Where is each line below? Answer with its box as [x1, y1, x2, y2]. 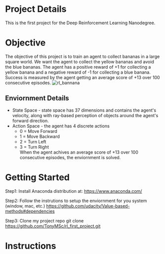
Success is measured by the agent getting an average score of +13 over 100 [5, 74, 160, 80]
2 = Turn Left [19, 138, 46, 144]
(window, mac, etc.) [5, 203, 45, 209]
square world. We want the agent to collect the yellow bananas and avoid [5, 58, 154, 65]
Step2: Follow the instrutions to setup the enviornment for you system [5, 198, 147, 204]
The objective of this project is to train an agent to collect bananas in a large [5, 53, 160, 59]
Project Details [5, 3, 67, 15]
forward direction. [12, 118, 49, 124]
